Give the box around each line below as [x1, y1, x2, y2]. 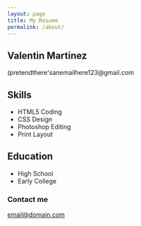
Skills [7, 89, 32, 101]
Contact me [7, 194, 49, 204]
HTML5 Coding [17, 107, 62, 116]
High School [17, 169, 54, 177]
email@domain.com [7, 210, 66, 219]
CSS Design [17, 115, 53, 124]
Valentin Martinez [7, 49, 87, 61]
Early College [17, 177, 57, 185]
